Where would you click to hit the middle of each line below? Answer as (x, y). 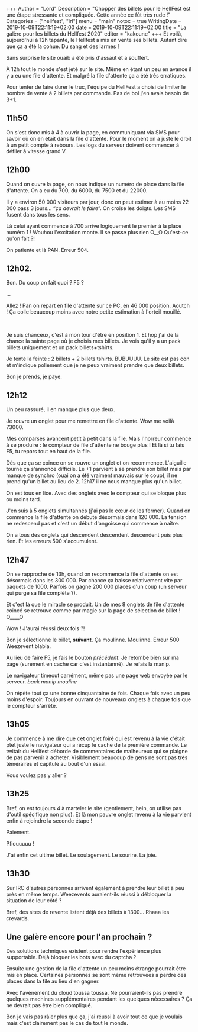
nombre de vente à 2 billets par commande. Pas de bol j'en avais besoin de (98, 93)
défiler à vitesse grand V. (36, 151)
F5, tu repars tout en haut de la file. (49, 451)
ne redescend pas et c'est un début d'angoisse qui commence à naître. (93, 524)
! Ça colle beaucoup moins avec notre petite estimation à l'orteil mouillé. (94, 312)
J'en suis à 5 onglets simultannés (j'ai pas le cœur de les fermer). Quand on (98, 511)
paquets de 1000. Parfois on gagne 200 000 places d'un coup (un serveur (97, 587)
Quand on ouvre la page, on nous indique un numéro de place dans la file (95, 184)
